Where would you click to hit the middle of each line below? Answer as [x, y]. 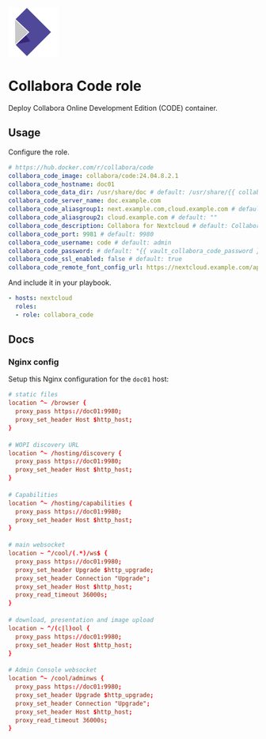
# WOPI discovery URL [44, 445]
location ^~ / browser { [47, 403]
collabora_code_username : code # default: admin [90, 243]
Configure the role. [39, 152]
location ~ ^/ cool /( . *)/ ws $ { [58, 553]
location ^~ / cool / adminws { [56, 679]
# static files [33, 395]
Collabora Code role [75, 86]
